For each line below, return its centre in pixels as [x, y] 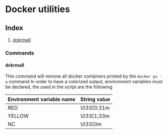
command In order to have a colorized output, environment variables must [86, 82]
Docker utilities [38, 9]
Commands [20, 53]
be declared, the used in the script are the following [59, 87]
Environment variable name [42, 99]
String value [95, 99]
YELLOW [18, 116]
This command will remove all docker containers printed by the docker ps [81, 76]
